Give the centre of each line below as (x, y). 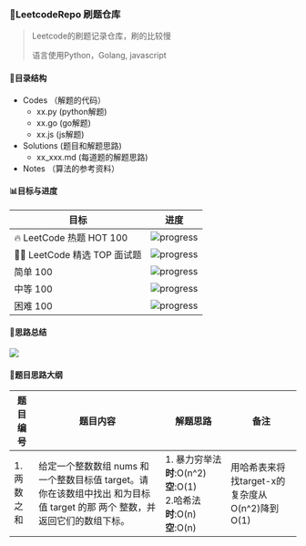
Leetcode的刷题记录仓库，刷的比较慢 (101, 36)
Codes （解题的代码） (64, 100)
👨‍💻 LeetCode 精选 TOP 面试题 (78, 254)
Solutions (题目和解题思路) (72, 145)
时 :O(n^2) (186, 473)
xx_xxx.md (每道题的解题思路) (92, 157)
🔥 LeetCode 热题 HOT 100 (71, 237)
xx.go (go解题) (63, 123)
